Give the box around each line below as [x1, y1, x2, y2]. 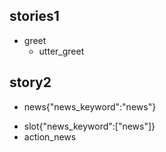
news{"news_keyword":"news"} [23, 100, 157, 113]
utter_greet [38, 45, 85, 57]
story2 [9, 74, 52, 91]
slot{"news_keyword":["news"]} [23, 120, 156, 132]
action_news [23, 130, 77, 143]
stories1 [9, 8, 60, 25]
